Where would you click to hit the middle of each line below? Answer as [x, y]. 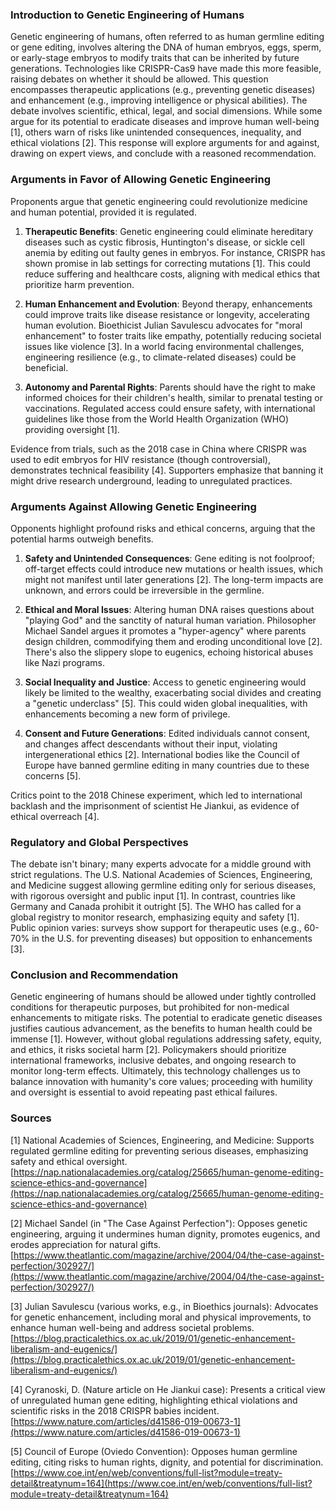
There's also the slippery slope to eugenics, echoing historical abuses [169, 652]
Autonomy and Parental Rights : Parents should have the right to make [170, 387]
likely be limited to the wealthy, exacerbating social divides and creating [173, 692]
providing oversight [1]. [72, 429]
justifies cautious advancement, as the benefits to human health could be [161, 1029]
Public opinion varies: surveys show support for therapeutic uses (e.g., [156, 928]
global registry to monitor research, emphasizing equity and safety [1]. [155, 917]
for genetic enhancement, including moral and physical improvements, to [161, 1317]
